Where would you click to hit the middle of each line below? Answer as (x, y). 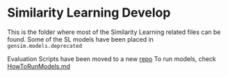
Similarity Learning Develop (89, 13)
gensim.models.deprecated (44, 46)
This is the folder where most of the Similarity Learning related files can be (114, 32)
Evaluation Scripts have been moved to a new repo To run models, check (112, 59)
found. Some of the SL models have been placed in (81, 39)
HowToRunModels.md (39, 66)
